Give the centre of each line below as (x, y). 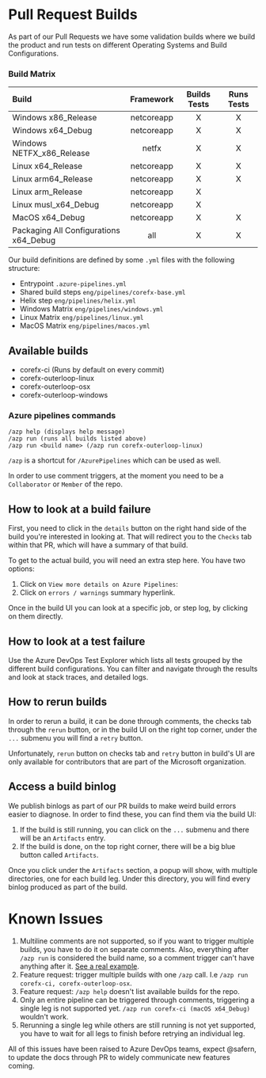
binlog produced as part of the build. (68, 887)
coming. (21, 1065)
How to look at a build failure (80, 509)
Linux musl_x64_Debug (56, 205)
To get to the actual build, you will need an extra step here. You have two (127, 561)
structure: (24, 269)
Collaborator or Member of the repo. (66, 484)
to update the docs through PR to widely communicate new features (120, 1057)
